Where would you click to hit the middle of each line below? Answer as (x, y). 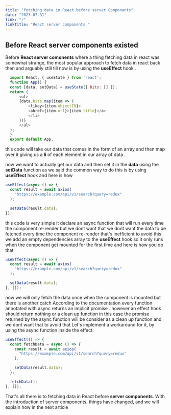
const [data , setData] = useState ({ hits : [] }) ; (64, 87)
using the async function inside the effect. (50, 330)
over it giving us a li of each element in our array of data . (66, 155)
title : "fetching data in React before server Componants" (69, 10)
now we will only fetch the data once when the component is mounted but (83, 297)
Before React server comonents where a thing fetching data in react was (82, 57)
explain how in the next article (37, 407)
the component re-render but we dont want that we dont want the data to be (86, 228)
